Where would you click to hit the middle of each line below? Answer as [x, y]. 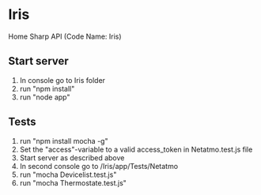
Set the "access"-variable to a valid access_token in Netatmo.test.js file [136, 149]
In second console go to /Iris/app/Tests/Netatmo [99, 166]
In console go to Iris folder [62, 80]
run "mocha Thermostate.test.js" [73, 182]
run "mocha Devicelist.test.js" [68, 174]
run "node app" [45, 97]
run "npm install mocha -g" [64, 141]
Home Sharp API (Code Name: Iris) [65, 36]
